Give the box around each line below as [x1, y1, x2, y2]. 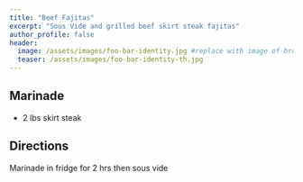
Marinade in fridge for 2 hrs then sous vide [9, 162, 169, 173]
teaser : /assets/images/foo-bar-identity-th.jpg [17, 55, 204, 64]
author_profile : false [9, 30, 95, 39]
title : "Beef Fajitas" [9, 13, 95, 23]
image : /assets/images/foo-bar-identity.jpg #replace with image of [17, 47, 280, 56]
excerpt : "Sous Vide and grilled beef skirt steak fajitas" [9, 22, 241, 31]
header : [9, 38, 39, 48]
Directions [9, 139, 69, 154]
